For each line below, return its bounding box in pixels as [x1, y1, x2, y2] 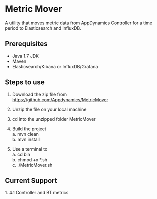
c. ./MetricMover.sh [12, 162, 53, 168]
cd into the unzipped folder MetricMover [12, 116, 96, 122]
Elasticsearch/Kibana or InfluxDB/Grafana [12, 63, 98, 69]
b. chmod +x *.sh [12, 156, 48, 163]
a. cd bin [12, 151, 31, 157]
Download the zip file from [12, 91, 67, 97]
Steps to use [5, 78, 45, 87]
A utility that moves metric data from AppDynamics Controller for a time [5, 20, 152, 26]
